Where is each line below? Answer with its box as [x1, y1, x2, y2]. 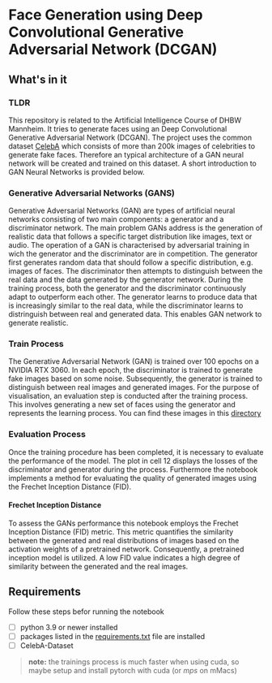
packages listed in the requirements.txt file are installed [19, 631, 206, 641]
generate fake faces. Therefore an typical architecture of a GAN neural [8, 149, 244, 159]
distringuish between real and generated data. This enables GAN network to [8, 309, 262, 319]
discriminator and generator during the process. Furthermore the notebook [8, 465, 258, 474]
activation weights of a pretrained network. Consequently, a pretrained [8, 544, 244, 554]
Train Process [8, 339, 65, 350]
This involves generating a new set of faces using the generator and [8, 400, 236, 409]
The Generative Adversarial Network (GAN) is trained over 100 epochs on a [8, 357, 259, 366]
